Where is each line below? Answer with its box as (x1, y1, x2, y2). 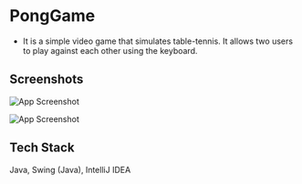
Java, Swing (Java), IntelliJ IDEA (9, 164, 131, 175)
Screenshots (9, 72, 84, 87)
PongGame (9, 5, 96, 26)
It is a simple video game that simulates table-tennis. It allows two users (22, 36, 294, 46)
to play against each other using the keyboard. (22, 45, 198, 56)
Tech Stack (9, 140, 75, 156)
